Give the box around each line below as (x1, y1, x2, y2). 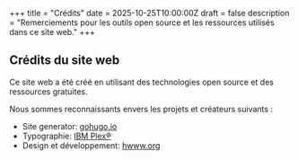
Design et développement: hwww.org (22, 139, 161, 151)
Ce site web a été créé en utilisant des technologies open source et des (9, 76, 274, 87)
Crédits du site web (9, 53, 120, 68)
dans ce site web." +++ (9, 27, 96, 37)
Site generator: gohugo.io (22, 120, 118, 131)
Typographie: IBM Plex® (22, 130, 112, 141)
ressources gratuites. (9, 85, 88, 97)
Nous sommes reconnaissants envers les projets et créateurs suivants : (9, 103, 274, 114)
